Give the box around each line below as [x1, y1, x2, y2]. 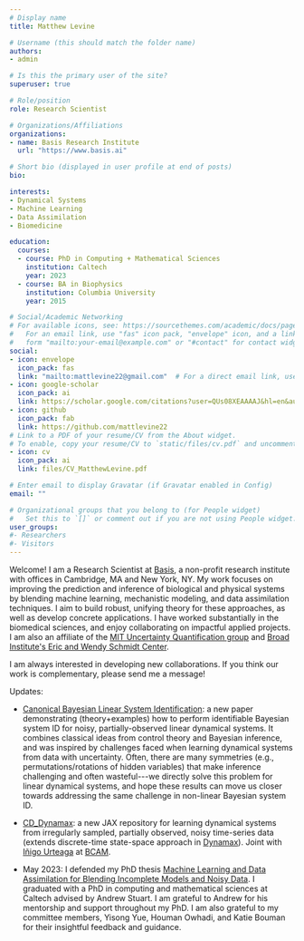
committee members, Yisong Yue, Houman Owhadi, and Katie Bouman [22, 912, 286, 923]
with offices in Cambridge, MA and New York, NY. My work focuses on [9, 574, 273, 585]
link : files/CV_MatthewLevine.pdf [17, 464, 147, 474]
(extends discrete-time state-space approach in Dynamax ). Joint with [22, 837, 282, 848]
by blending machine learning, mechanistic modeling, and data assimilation [9, 593, 290, 604]
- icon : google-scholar [9, 380, 100, 390]
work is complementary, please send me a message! [9, 668, 206, 679]
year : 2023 [25, 271, 67, 280]
